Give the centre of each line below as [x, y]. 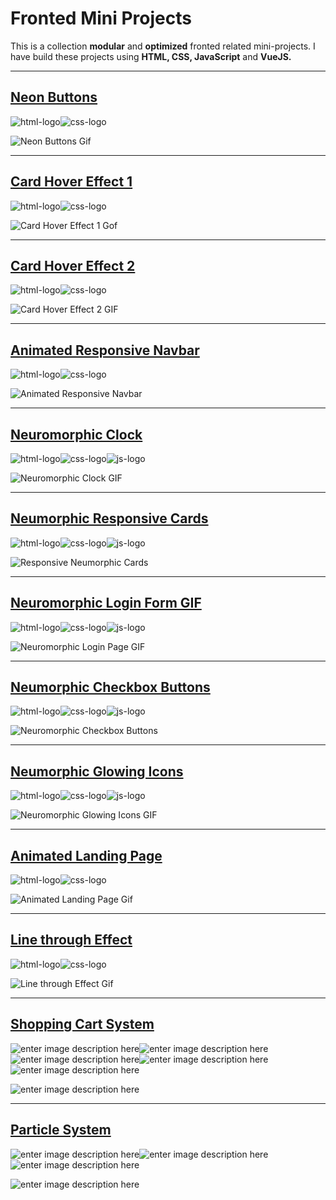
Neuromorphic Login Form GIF [106, 603]
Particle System [61, 1130]
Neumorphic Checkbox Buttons [110, 687]
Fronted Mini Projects [101, 18]
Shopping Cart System [82, 1024]
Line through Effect [71, 940]
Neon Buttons [54, 97]
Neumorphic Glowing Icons [97, 771]
